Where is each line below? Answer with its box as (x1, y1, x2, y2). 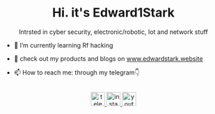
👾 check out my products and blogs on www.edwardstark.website (13, 54, 203, 63)
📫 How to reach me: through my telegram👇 (13, 68, 140, 77)
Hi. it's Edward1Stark (51, 5, 175, 21)
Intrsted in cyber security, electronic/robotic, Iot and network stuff (18, 28, 209, 36)
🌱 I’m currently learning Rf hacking (13, 41, 113, 49)
